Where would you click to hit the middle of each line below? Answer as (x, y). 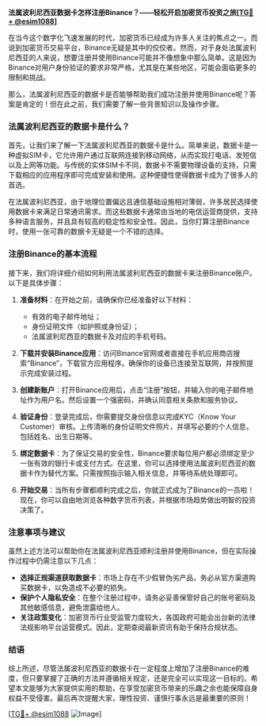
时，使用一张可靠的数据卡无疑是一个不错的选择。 (88, 231)
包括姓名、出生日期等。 (58, 436)
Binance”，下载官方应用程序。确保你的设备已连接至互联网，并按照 (138, 363)
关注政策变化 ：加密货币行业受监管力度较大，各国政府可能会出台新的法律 (137, 617)
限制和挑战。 (29, 77)
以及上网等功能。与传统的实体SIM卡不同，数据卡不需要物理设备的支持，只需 (133, 165)
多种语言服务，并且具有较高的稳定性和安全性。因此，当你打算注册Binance (129, 222)
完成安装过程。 (51, 373)
